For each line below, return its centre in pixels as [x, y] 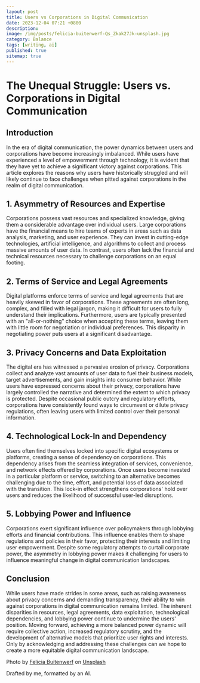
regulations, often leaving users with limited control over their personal [93, 412]
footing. [16, 262]
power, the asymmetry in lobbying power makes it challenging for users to [97, 554]
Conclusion [28, 579]
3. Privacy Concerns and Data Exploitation [86, 353]
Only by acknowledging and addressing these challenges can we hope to [96, 644]
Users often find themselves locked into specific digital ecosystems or [93, 450]
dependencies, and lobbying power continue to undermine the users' [91, 619]
